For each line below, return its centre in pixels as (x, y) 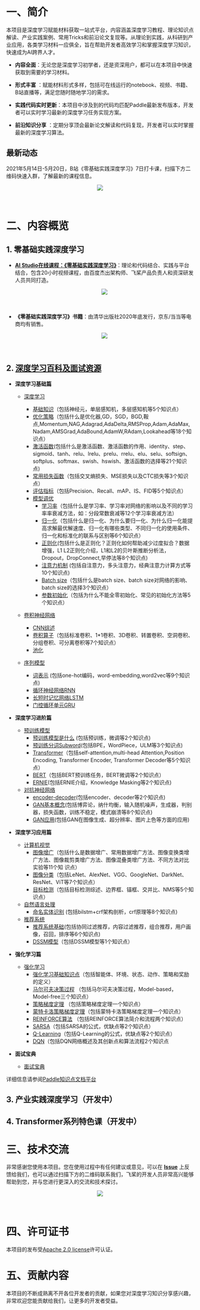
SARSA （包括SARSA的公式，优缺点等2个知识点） (93, 1026)
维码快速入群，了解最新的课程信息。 (51, 175)
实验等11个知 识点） (56, 867)
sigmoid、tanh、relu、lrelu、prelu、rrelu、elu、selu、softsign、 (111, 453)
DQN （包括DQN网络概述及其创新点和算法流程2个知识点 (101, 1041)
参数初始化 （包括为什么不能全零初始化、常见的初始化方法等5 (116, 595)
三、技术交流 (38, 1149)
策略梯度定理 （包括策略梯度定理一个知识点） (88, 1004)
